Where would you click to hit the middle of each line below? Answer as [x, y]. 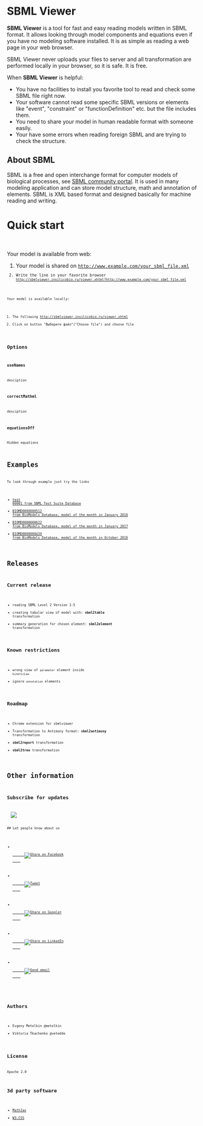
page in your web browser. [40, 47]
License [17, 1056]
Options [17, 347]
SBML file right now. [41, 96]
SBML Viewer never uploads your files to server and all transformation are [99, 59]
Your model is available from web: [49, 254]
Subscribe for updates [38, 797]
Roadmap [17, 704]
